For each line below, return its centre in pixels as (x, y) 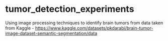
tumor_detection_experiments (70, 9)
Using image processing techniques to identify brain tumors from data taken (84, 23)
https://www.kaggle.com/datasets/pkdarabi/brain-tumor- (94, 28)
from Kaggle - (20, 28)
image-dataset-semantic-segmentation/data (51, 33)
